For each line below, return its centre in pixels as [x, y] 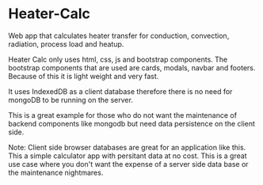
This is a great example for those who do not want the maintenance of [123, 115]
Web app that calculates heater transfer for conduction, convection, [119, 36]
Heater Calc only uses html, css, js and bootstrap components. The [118, 59]
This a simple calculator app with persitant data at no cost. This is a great [128, 156]
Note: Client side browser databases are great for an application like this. [127, 147]
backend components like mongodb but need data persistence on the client [132, 123]
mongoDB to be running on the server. [71, 100]
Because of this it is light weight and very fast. [84, 76]
